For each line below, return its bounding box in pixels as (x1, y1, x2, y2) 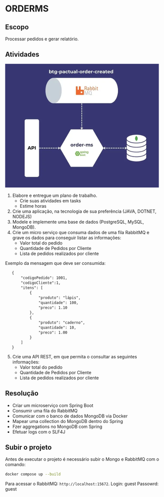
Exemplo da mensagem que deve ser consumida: (5, 260, 106, 266)
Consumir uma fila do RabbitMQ (12, 408, 78, 414)
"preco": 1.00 (38, 330, 68, 335)
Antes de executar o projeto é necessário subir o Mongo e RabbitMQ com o (5, 456, 160, 462)
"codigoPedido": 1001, (20, 275, 68, 280)
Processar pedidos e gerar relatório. (5, 36, 79, 42)
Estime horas (19, 203, 47, 209)
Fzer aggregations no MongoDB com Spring (12, 423, 103, 429)
